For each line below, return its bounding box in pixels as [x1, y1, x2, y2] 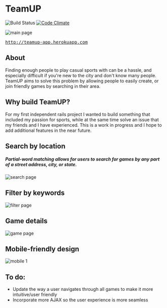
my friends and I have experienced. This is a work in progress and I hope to [5, 122, 162, 128]
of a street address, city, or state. [5, 161, 77, 167]
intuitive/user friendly [12, 291, 57, 298]
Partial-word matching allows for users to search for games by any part [5, 156, 160, 162]
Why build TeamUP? [5, 98, 71, 107]
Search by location [5, 142, 66, 150]
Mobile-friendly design [5, 244, 79, 253]
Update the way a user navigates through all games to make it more [12, 286, 153, 292]
